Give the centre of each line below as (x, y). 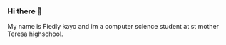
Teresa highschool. (35, 34)
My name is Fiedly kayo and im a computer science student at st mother (113, 27)
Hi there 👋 (25, 11)
